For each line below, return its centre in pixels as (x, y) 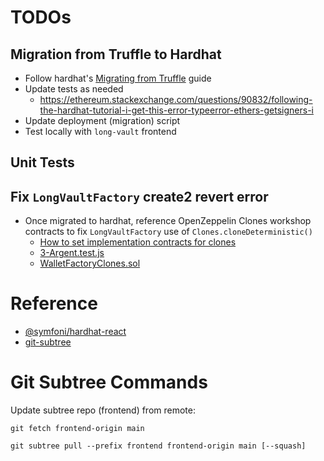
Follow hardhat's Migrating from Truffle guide (118, 78)
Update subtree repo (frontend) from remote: (103, 410)
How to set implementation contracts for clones (138, 242)
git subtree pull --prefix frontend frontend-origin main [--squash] (158, 446)
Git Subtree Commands (109, 382)
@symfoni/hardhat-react (75, 332)
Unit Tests (42, 162)
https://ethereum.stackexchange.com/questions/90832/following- (176, 99)
